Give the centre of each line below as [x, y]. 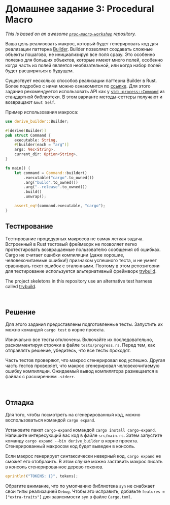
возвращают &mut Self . [30, 102]
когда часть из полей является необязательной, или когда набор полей [83, 65]
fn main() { [18, 168]
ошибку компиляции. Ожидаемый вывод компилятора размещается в [82, 371]
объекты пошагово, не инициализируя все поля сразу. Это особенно [80, 54]
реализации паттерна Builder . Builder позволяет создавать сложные [79, 49]
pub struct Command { [28, 135]
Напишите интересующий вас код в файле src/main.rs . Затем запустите [84, 435]
